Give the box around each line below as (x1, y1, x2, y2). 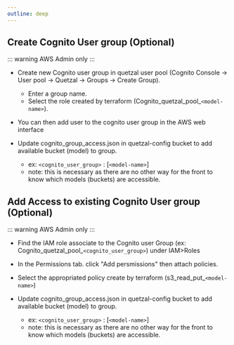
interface (17, 126, 44, 134)
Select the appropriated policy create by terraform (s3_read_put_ (17, 273, 206, 282)
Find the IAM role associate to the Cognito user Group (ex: (17, 239, 186, 247)
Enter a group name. (27, 89, 88, 98)
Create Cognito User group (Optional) (7, 37, 175, 48)
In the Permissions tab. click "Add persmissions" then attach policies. (17, 260, 219, 268)
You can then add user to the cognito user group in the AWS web (17, 118, 206, 126)
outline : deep (7, 10, 49, 18)
